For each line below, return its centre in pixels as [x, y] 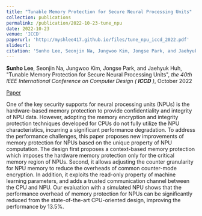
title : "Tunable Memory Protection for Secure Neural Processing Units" [99, 12]
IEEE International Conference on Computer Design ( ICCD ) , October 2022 [99, 81]
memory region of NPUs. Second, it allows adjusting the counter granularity [100, 162]
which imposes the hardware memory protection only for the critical [90, 155]
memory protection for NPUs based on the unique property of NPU [89, 143]
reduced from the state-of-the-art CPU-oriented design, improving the [93, 200]
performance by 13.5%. [35, 206]
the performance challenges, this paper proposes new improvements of [95, 136]
